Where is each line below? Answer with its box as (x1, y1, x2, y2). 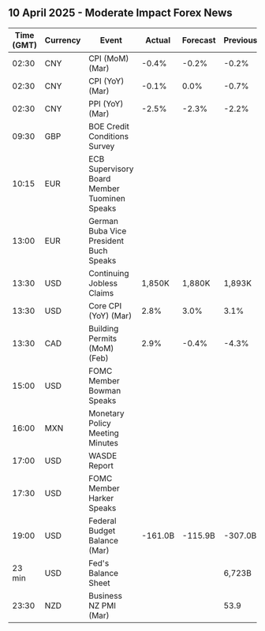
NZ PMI (88, 599, 117, 610)
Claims (88, 287, 114, 298)
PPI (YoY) (88, 98, 124, 109)
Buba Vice (88, 225, 127, 236)
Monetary (88, 408, 125, 419)
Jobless (88, 278, 118, 289)
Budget (88, 525, 116, 536)
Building (88, 323, 119, 334)
